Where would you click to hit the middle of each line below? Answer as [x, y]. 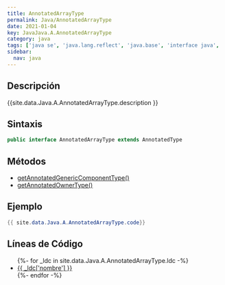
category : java [29, 39]
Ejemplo [25, 207]
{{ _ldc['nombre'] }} [45, 268]
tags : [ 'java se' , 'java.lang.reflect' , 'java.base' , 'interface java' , [113, 45]
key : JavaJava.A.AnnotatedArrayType [59, 33]
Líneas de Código [45, 244]
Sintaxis [25, 124]
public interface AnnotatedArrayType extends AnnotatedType [95, 140]
